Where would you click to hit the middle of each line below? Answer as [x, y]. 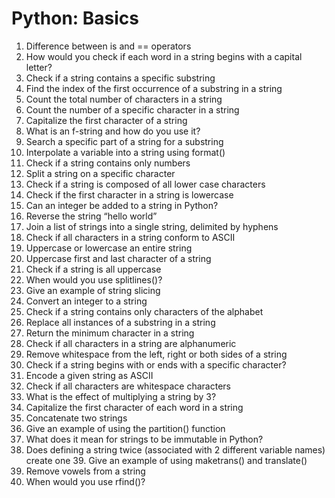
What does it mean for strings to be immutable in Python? [144, 439]
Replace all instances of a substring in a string [120, 322]
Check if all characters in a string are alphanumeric [131, 343]
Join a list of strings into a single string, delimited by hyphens [152, 226]
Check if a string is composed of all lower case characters [145, 184]
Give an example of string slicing [93, 290]
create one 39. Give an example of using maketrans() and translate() [166, 460]
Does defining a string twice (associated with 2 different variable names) [175, 449]
